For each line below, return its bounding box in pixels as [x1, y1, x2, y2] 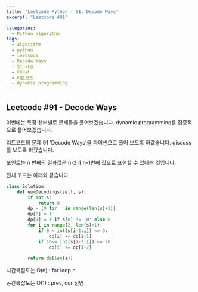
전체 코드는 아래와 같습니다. [6, 171, 70, 178]
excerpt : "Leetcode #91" [6, 14, 68, 20]
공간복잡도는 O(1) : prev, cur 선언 [6, 280, 84, 287]
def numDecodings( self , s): [17, 189, 86, 195]
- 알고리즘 [11, 64, 34, 70]
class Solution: [6, 183, 47, 189]
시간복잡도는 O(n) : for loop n [6, 267, 76, 274]
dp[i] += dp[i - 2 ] [48, 244, 92, 250]
